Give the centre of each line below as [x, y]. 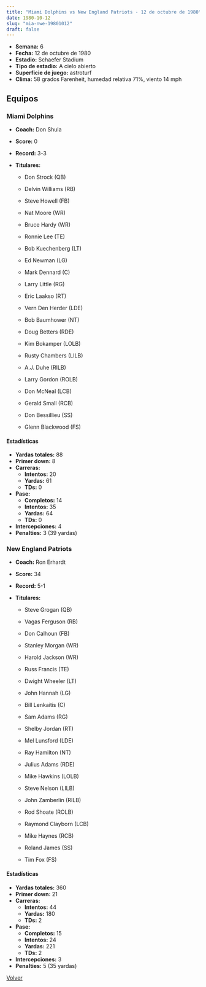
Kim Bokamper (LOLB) [52, 343]
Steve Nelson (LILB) [49, 788]
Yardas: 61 [38, 481]
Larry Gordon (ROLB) [51, 379]
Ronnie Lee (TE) [45, 236]
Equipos [22, 99]
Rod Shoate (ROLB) [49, 812]
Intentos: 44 [40, 907]
